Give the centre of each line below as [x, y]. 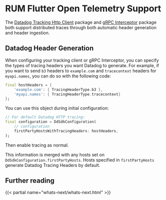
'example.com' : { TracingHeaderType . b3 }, [58, 89]
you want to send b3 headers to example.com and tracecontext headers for [81, 71]
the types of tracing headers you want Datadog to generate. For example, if [82, 65]
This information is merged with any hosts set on [55, 155]
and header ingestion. [28, 33]
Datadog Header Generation [50, 48]
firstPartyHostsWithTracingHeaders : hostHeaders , [66, 131]
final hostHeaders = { [28, 85]
